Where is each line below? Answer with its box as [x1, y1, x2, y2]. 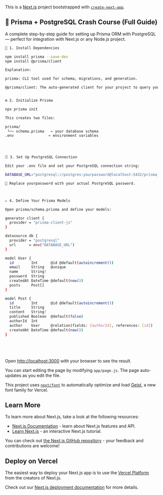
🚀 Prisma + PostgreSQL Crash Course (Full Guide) [5, 18, 158, 26]
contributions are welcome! [5, 443, 60, 449]
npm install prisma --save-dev [5, 54, 68, 59]
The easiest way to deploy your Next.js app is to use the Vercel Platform [5, 470, 149, 476]
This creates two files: [5, 115, 55, 120]
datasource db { [5, 234, 38, 239]
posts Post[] [9, 283, 45, 287]
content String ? [9, 310, 47, 315]
